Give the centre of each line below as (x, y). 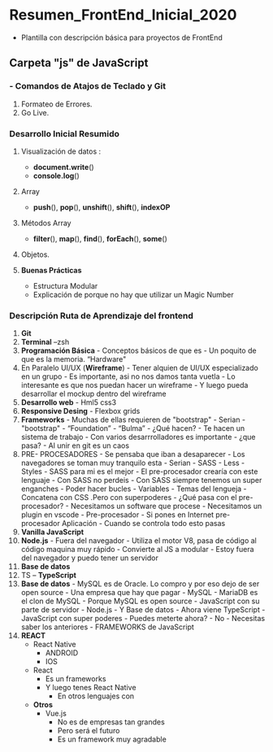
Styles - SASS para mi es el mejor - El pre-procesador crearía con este (139, 472)
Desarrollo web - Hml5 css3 (69, 402)
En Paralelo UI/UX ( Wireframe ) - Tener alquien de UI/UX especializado (139, 368)
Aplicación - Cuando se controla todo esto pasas (143, 524)
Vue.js (56, 714)
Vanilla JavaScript (52, 532)
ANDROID (62, 653)
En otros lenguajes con (96, 696)
